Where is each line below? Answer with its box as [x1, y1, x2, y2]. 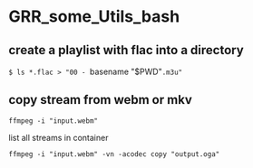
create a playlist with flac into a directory [8, 42, 244, 58]
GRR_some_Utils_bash [8, 6, 180, 27]
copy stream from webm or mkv [8, 92, 192, 107]
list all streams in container [8, 132, 109, 143]
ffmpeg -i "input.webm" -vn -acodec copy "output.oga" [8, 149, 220, 159]
